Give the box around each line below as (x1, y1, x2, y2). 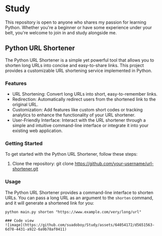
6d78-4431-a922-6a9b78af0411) (5, 227, 67, 232)
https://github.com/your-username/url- (74, 161, 154, 167)
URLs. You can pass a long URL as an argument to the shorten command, (5, 195, 154, 201)
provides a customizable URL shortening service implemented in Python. (5, 67, 152, 73)
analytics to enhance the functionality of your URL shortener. (12, 112, 136, 118)
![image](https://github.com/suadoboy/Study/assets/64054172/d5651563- (5, 222, 155, 227)
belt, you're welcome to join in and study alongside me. (5, 30, 117, 35)
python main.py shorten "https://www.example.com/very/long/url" (5, 209, 141, 214)
